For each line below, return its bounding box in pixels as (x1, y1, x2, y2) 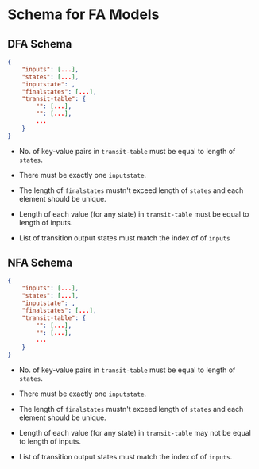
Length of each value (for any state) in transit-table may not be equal (18, 429, 251, 438)
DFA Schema (7, 37, 72, 51)
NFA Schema (7, 256, 73, 270)
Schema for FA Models (7, 6, 160, 24)
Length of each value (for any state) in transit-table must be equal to (18, 209, 249, 219)
